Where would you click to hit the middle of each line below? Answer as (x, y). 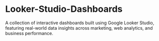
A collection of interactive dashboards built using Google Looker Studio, (80, 23)
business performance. (29, 33)
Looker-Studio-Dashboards (64, 9)
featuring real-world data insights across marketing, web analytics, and (79, 28)
